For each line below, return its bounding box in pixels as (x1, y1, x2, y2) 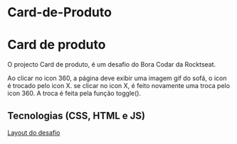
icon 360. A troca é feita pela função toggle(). (7, 89, 141, 98)
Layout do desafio (7, 128, 60, 137)
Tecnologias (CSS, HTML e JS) (7, 109, 146, 121)
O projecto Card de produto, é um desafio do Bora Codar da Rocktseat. (7, 60, 216, 69)
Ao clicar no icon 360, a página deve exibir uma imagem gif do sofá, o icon (7, 74, 227, 82)
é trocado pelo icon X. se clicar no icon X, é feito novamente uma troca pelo (7, 82, 230, 90)
